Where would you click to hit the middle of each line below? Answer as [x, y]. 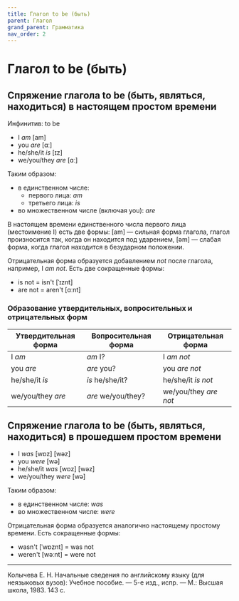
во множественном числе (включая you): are [86, 210]
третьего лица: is [54, 203]
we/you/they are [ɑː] [48, 160]
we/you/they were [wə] [52, 477]
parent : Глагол [30, 21]
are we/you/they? [116, 396]
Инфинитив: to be [34, 124]
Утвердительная [46, 336]
